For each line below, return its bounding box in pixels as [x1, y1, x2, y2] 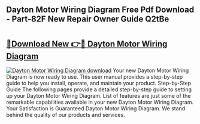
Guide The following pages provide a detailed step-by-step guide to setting [6, 86, 192, 93]
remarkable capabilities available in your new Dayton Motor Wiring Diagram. [6, 98, 193, 106]
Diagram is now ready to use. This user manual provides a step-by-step [6, 73, 183, 80]
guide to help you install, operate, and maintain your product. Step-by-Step [6, 80, 192, 86]
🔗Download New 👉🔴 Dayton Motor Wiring [6, 39, 168, 49]
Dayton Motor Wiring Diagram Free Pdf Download [6, 5, 195, 15]
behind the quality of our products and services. [6, 111, 125, 118]
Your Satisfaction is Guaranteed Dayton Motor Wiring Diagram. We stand [6, 105, 186, 112]
